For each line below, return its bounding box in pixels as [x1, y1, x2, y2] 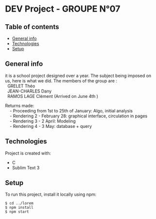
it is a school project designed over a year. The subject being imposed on [5, 73, 152, 78]
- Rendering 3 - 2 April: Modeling [9, 118, 76, 124]
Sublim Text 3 [12, 165, 40, 171]
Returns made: [5, 103, 34, 109]
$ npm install [5, 205, 34, 210]
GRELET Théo [7, 83, 35, 89]
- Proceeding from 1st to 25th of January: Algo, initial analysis [9, 108, 133, 113]
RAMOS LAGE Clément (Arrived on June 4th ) [7, 93, 98, 99]
